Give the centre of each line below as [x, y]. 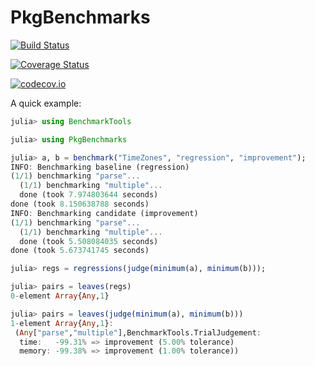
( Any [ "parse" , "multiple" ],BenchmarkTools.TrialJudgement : [138, 332]
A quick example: [46, 103]
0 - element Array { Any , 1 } [60, 296]
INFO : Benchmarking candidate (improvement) [104, 213]
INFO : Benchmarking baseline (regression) [100, 167]
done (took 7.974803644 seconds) [89, 195]
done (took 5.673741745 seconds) [80, 251]
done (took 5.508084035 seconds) [89, 241]
